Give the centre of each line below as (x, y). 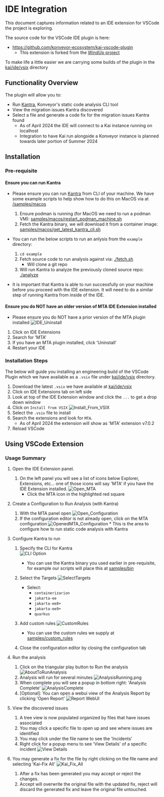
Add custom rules (37, 623)
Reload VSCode (28, 428)
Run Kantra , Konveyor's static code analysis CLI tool (65, 104)
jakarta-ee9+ (48, 609)
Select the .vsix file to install (41, 413)
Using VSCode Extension (44, 444)
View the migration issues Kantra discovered (58, 109)
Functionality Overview (42, 83)
